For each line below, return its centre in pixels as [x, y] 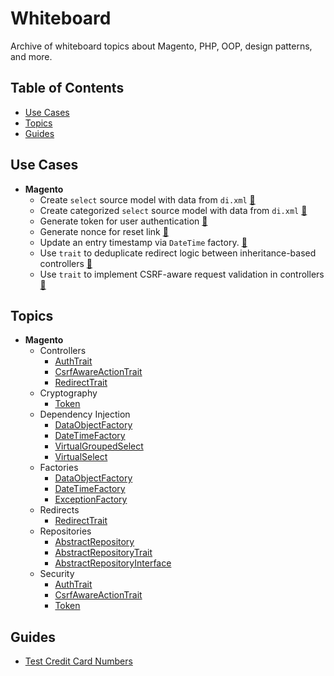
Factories [59, 468]
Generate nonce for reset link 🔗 [104, 231]
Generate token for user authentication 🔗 [123, 221]
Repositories [65, 531]
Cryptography [68, 393]
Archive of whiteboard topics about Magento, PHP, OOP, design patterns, [161, 46]
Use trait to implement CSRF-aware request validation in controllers [182, 274]
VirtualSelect [81, 457]
